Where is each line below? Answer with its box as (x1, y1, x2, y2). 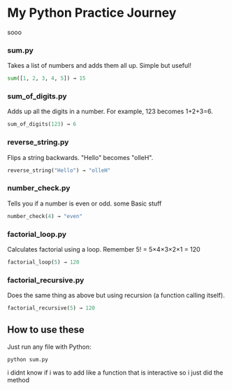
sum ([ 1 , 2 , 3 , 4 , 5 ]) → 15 (7, 75, 86, 82)
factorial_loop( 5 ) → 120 (7, 259, 80, 266)
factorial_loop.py (7, 229, 67, 239)
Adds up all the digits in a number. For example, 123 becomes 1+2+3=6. (7, 107, 213, 116)
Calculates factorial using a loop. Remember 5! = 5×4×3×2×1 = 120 (7, 245, 201, 253)
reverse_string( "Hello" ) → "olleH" (7, 166, 111, 174)
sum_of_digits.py (7, 92, 68, 101)
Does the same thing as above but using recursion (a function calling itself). (7, 291, 225, 300)
